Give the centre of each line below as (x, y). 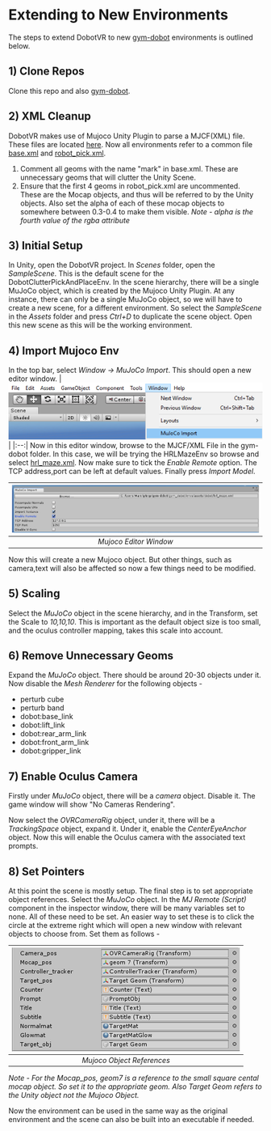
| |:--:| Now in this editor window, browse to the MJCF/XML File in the (124, 446)
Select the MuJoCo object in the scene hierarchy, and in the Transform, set (133, 613)
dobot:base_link (47, 717)
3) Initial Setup (46, 246)
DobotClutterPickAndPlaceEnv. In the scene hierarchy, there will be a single (134, 282)
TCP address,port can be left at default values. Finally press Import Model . (132, 472)
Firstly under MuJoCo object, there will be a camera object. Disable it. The (132, 796)
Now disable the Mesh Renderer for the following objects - (106, 684)
